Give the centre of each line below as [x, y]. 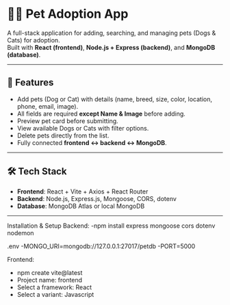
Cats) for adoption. [34, 40]
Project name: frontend [50, 280]
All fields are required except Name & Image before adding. [101, 114]
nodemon [21, 233]
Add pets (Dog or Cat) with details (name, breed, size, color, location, [115, 99]
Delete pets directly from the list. [63, 135]
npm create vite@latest [50, 272]
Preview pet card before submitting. [67, 121]
